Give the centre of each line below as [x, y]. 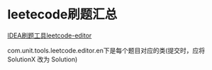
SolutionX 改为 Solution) [43, 59]
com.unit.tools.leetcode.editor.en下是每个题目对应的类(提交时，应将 [106, 50]
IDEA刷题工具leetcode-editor [50, 35]
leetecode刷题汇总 [62, 14]
